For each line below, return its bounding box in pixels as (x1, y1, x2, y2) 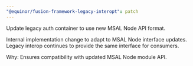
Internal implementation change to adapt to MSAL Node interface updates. (6, 36, 187, 43)
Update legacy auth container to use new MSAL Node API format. (6, 25, 166, 32)
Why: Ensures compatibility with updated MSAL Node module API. (6, 53, 167, 60)
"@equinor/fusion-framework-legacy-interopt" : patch (6, 8, 139, 15)
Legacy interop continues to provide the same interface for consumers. (6, 42, 179, 49)
